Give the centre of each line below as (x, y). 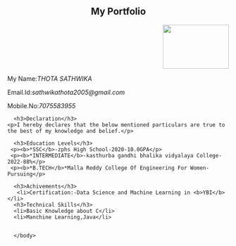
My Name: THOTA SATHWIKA (50, 78)
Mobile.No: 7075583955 (42, 105)
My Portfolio (118, 12)
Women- (200, 168)
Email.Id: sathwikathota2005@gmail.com (66, 92)
